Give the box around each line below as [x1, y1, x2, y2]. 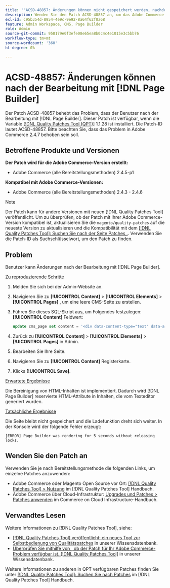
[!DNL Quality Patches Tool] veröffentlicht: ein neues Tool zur [12, 534, 141, 541]
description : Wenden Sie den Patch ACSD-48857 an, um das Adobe [5, 12, 144, 17]
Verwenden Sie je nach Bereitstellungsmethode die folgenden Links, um [5, 465, 155, 471]
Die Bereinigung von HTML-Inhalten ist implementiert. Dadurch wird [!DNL [5, 388, 159, 394]
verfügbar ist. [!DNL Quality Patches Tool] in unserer [31, 550, 141, 557]
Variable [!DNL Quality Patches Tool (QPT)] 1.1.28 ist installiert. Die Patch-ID [5, 120, 163, 127]
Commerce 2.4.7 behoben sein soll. [5, 132, 79, 138]
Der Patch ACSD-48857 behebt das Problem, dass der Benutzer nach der [5, 110, 158, 116]
